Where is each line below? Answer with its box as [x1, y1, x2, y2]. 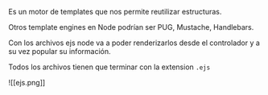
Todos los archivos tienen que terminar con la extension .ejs [8, 62, 211, 72]
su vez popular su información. [8, 47, 111, 56]
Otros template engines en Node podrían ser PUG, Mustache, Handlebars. [8, 23, 254, 31]
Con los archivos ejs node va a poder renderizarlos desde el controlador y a [8, 38, 260, 47]
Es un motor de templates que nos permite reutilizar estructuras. [8, 7, 222, 16]
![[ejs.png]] [8, 78, 46, 87]
